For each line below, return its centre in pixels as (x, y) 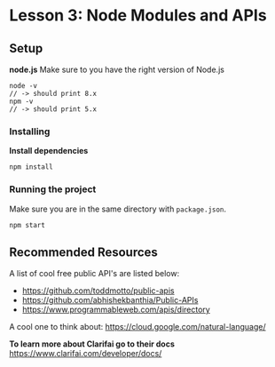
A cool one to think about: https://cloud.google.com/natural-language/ (137, 327)
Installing (30, 132)
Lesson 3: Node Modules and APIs (138, 16)
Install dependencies (49, 151)
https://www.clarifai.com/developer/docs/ (86, 354)
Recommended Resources (83, 252)
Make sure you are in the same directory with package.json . (118, 209)
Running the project (53, 189)
